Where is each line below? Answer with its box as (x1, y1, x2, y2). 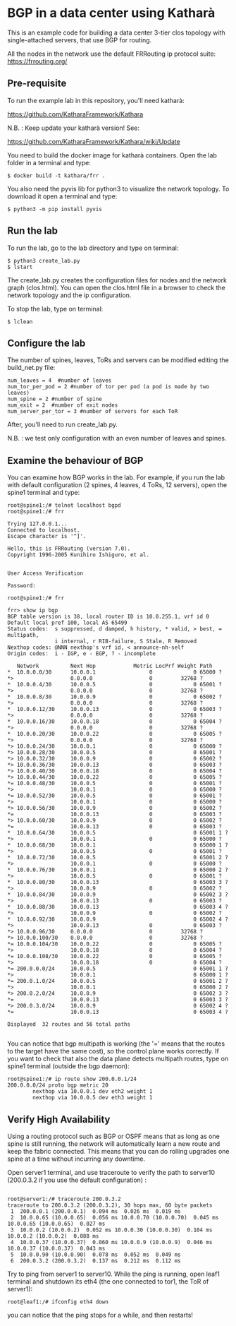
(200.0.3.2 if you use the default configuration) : (7, 1176, 147, 1184)
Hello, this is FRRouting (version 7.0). (7, 545, 131, 552)
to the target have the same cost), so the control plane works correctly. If (7, 1047, 220, 1056)
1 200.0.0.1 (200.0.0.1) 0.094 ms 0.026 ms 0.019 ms (10, 1208, 181, 1215)
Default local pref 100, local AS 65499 (7, 619, 128, 626)
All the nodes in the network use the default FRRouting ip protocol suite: (7, 49, 216, 58)
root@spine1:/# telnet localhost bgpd (7, 502, 121, 509)
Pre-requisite (7, 78, 67, 90)
